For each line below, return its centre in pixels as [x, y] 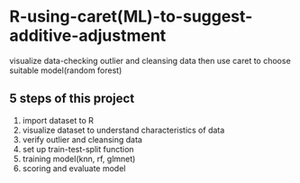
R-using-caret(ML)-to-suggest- [131, 17]
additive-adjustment [88, 36]
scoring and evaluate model [74, 168]
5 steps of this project [72, 99]
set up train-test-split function [78, 149]
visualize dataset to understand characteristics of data [123, 130]
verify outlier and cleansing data [82, 139]
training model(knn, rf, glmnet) [79, 159]
